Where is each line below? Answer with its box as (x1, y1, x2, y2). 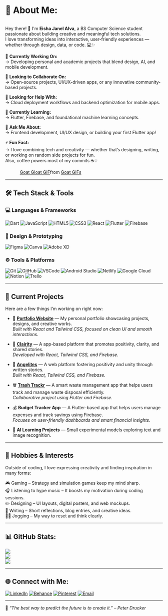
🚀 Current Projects (5, 292, 64, 301)
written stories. (12, 367, 44, 373)
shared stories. (12, 347, 43, 353)
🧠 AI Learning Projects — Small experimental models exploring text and (12, 427, 161, 433)
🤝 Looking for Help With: (5, 94, 57, 100)
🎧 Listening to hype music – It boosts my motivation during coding (5, 487, 143, 493)
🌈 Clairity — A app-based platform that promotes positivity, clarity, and (12, 341, 159, 347)
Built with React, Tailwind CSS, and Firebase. (12, 372, 106, 378)
